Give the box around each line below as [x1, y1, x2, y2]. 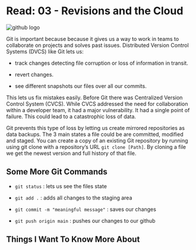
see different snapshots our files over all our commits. [14, 82, 147, 90]
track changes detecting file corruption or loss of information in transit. [14, 59, 188, 67]
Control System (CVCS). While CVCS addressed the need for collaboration [6, 100, 188, 107]
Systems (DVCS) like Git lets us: [6, 48, 84, 55]
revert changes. [14, 71, 54, 78]
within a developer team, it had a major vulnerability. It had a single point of [6, 106, 190, 113]
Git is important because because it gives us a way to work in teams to [6, 35, 179, 42]
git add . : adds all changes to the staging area [14, 194, 132, 201]
